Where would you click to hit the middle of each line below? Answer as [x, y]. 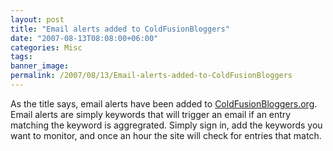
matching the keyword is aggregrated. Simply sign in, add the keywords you [166, 125]
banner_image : [40, 66]
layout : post [37, 19]
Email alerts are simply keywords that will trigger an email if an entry [151, 114]
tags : [21, 57]
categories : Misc [46, 47]
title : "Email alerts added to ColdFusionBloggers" [120, 29]
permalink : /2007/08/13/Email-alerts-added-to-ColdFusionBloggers [151, 76]
